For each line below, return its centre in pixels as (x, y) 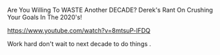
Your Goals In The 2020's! (45, 17)
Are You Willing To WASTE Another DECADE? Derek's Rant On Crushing (110, 10)
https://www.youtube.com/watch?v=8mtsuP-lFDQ (79, 31)
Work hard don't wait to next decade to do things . (79, 44)
